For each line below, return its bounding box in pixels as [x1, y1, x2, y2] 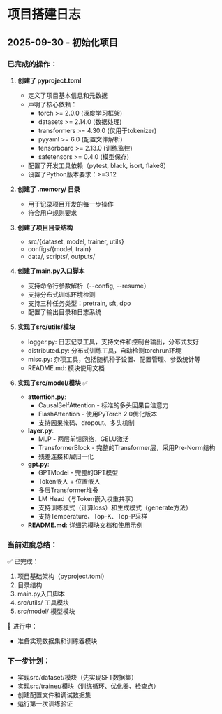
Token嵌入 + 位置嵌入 [38, 477, 101, 485]
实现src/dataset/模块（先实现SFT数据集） [17, 673, 138, 682]
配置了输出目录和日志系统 [27, 307, 102, 316]
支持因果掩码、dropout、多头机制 [38, 418, 135, 427]
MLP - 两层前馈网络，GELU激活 [38, 435, 129, 443]
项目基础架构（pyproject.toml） [17, 572, 108, 581]
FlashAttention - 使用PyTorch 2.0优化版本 [38, 409, 158, 418]
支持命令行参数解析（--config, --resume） [27, 281, 150, 290]
